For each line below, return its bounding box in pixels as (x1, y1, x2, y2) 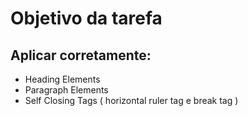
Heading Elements (24, 73, 101, 85)
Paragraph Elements (24, 84, 109, 96)
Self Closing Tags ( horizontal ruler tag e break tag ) (24, 95, 239, 106)
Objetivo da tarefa (10, 7, 163, 30)
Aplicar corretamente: (10, 47, 152, 64)
